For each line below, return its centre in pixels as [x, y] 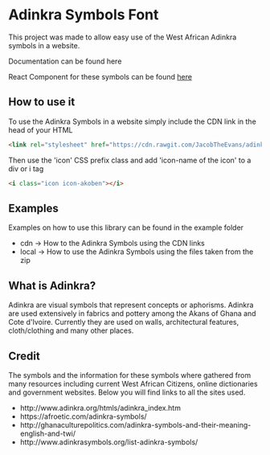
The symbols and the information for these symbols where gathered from [130, 375]
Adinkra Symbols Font [84, 15]
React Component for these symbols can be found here [100, 76]
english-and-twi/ [48, 433]
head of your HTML [41, 129]
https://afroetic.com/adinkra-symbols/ [83, 416]
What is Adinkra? [52, 286]
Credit [24, 356]
